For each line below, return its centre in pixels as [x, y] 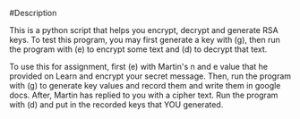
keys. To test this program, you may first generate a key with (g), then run [145, 40]
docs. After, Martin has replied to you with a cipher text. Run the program [144, 95]
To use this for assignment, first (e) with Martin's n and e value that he [139, 67]
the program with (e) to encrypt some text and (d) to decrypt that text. [138, 49]
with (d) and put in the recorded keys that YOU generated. [116, 105]
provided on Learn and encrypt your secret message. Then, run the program [150, 76]
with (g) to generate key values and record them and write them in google [145, 85]
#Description [33, 13]
